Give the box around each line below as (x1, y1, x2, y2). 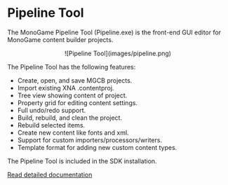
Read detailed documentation (7, 170, 93, 179)
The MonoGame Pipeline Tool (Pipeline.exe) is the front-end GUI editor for (7, 28, 222, 36)
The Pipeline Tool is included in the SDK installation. (7, 156, 157, 165)
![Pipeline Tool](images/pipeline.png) (64, 49, 172, 57)
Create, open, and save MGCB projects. (17, 76, 133, 85)
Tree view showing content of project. (17, 91, 128, 100)
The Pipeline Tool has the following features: (7, 62, 136, 71)
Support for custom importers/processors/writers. (17, 135, 163, 144)
